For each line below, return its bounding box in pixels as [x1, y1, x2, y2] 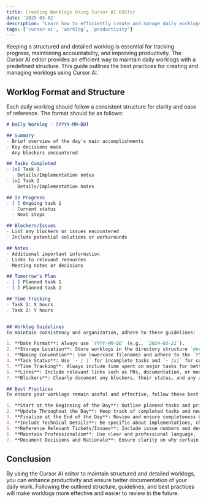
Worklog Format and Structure [6, 86, 126, 97]
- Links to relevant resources [6, 256, 86, 263]
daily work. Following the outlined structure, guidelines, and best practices [6, 483, 195, 491]
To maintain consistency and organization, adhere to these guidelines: [6, 329, 196, 336]
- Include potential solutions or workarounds [6, 234, 128, 240]
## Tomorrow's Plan [6, 274, 56, 280]
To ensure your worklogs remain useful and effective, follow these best [6, 391, 199, 397]
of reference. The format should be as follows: [6, 110, 124, 117]
